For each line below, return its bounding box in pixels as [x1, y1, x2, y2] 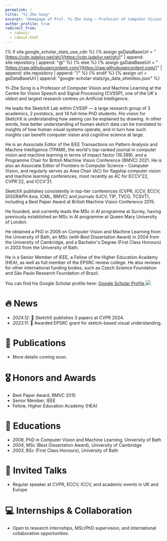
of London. [5, 219, 28, 225]
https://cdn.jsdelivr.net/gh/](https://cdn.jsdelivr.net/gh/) [6, 54, 121, 60]
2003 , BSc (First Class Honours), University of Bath [12, 447, 119, 453]
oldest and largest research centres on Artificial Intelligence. [5, 95, 129, 101]
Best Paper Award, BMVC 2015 [12, 392, 76, 398]
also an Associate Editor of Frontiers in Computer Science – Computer [5, 163, 149, 169]
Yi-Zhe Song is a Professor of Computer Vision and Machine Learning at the [5, 85, 162, 91]
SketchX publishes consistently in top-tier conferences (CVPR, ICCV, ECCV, [5, 188, 161, 194]
